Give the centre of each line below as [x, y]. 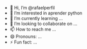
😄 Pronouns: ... [26, 36]
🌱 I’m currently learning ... [36, 18]
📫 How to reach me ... [33, 29]
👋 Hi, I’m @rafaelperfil [32, 8]
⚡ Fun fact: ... [23, 42]
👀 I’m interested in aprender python [46, 13]
